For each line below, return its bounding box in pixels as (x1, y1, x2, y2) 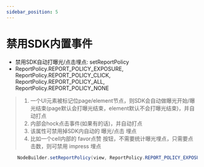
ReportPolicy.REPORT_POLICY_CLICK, (15, 71, 111, 79)
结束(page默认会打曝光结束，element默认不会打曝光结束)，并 (35, 104, 190, 112)
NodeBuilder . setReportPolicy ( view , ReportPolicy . (17, 154, 146, 161)
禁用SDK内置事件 (6, 37, 93, 50)
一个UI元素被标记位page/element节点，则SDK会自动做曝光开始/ (30, 97, 190, 104)
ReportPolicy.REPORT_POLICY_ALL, (15, 78, 105, 85)
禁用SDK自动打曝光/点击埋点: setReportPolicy (15, 58, 129, 66)
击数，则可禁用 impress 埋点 (30, 142, 101, 149)
